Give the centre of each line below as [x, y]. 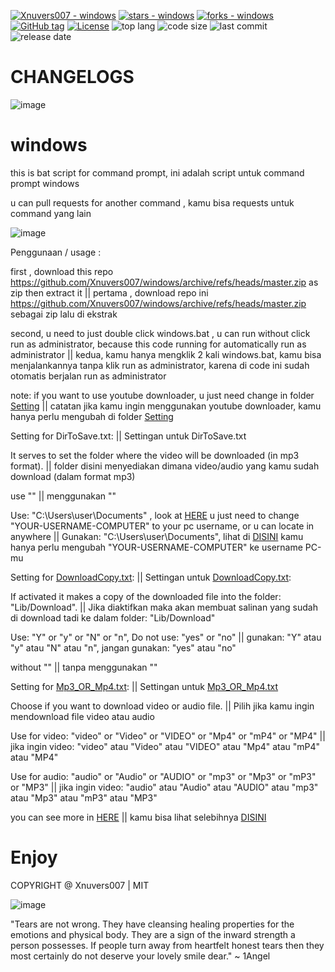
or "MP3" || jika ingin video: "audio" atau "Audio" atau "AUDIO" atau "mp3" [164, 787]
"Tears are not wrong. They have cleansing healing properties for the [152, 924]
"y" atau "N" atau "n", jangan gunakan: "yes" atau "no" [123, 647]
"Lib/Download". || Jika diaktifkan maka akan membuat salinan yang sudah [164, 607]
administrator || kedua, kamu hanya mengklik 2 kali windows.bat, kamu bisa [166, 354]
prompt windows [45, 183]
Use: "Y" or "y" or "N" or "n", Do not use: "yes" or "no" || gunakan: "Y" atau [166, 637]
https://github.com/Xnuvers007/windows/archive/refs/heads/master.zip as [164, 282]
